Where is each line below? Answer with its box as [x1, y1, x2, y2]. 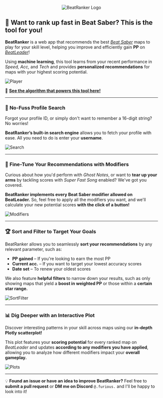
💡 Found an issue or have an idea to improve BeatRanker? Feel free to [5, 378, 147, 383]
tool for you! [5, 26, 43, 34]
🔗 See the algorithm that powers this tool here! [5, 88, 101, 93]
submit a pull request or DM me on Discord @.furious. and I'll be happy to [5, 383, 155, 389]
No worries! [5, 121, 29, 126]
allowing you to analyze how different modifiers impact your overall [5, 350, 140, 355]
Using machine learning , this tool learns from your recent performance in [5, 59, 152, 64]
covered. [5, 182, 23, 188]
